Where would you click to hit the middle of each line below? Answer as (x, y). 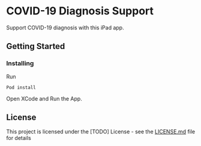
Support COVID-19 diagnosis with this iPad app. (65, 28)
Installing (20, 63)
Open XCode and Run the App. (44, 98)
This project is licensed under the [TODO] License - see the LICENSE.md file (101, 132)
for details (19, 138)
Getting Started (36, 46)
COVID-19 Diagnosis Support (80, 11)
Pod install (21, 87)
